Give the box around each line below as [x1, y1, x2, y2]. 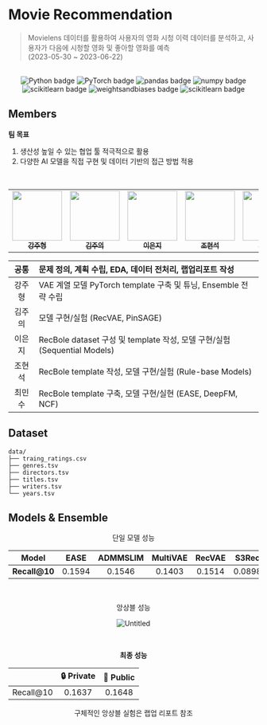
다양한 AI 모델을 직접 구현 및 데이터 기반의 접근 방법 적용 [19, 156, 194, 166]
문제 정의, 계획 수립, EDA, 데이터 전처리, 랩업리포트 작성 [38, 264, 234, 275]
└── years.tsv [8, 489, 56, 497]
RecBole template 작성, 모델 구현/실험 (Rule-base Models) [38, 366, 253, 377]
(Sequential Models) [38, 344, 115, 355]
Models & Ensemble [8, 511, 109, 524]
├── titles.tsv [8, 476, 59, 484]
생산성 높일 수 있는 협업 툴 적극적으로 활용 [19, 146, 149, 156]
